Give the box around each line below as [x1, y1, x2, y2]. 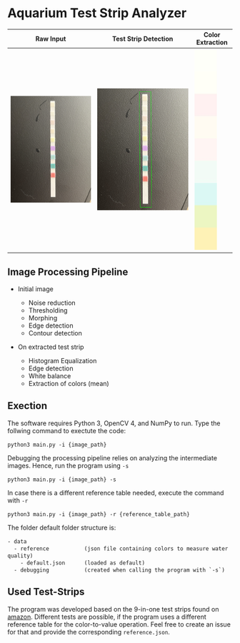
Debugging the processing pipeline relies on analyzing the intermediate [7, 453, 218, 462]
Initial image [17, 285, 54, 293]
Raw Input [35, 34, 66, 43]
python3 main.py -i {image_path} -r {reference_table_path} [7, 510, 191, 518]
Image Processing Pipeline [7, 265, 129, 278]
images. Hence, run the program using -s [7, 461, 129, 470]
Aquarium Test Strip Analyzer [7, 5, 187, 21]
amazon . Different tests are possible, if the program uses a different [7, 612, 207, 621]
